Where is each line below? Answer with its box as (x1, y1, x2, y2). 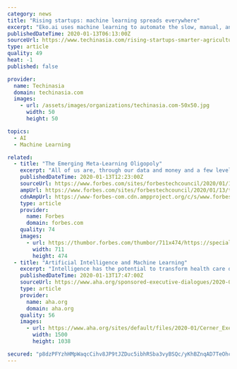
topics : (7, 128, 30, 135)
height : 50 (25, 115, 59, 122)
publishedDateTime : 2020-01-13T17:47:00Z (20, 272, 143, 279)
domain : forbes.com (25, 220, 83, 227)
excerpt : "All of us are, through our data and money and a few (20, 167, 213, 174)
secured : (7, 351, 33, 358)
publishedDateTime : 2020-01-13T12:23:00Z (20, 174, 143, 181)
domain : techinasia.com (13, 89, 83, 96)
